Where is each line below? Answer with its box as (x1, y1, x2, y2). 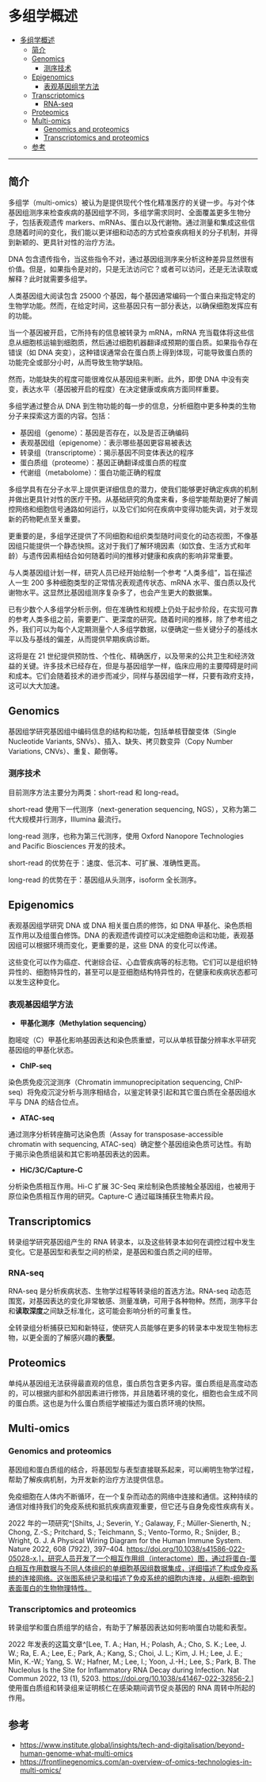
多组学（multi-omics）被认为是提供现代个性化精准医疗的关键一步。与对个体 (8, 198, 255, 207)
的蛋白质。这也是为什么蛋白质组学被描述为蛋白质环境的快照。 (8, 1398, 210, 1407)
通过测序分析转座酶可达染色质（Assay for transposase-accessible (8, 1129, 224, 1139)
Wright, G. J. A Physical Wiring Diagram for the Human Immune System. (8, 1535, 243, 1545)
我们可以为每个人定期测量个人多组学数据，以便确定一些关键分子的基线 (21, 624, 251, 633)
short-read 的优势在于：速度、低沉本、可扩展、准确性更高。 (8, 858, 205, 868)
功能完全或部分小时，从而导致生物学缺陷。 (8, 357, 147, 367)
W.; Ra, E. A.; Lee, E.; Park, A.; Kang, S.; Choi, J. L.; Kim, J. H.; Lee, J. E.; (8, 1648, 243, 1657)
